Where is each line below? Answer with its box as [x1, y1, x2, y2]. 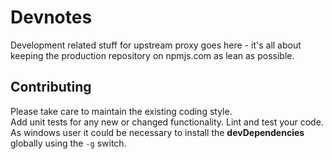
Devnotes [10, 6, 93, 29]
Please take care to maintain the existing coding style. [10, 105, 233, 117]
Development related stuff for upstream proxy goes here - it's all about [10, 39, 302, 51]
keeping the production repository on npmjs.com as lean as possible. [10, 49, 295, 61]
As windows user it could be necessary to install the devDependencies [10, 126, 305, 138]
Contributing [10, 79, 92, 96]
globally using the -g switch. [10, 137, 127, 149]
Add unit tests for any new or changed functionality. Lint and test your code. [10, 116, 324, 128]
